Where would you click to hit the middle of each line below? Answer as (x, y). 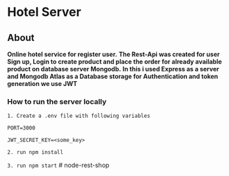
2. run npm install (35, 152)
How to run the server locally (57, 101)
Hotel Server (44, 12)
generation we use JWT (42, 83)
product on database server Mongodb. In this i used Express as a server (113, 69)
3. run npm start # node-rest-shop (58, 165)
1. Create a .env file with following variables (79, 116)
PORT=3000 (22, 128)
